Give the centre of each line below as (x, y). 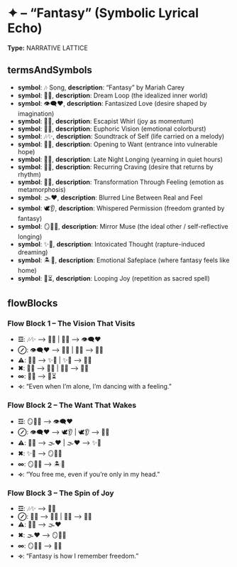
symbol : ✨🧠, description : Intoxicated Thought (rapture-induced (111, 244)
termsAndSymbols (50, 70)
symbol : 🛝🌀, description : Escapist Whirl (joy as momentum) (105, 121)
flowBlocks (33, 303)
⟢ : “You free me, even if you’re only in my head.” (89, 474)
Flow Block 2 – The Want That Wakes (72, 405)
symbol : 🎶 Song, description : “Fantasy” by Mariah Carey (101, 87)
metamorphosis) (42, 189)
